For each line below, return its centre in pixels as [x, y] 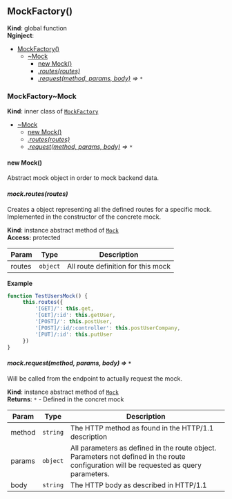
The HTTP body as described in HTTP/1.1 [138, 485]
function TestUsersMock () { [48, 296]
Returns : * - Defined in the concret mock [66, 399]
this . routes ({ [43, 302]
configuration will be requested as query [136, 465]
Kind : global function [37, 28]
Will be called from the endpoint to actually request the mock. [95, 378]
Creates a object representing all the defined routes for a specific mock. [109, 209]
